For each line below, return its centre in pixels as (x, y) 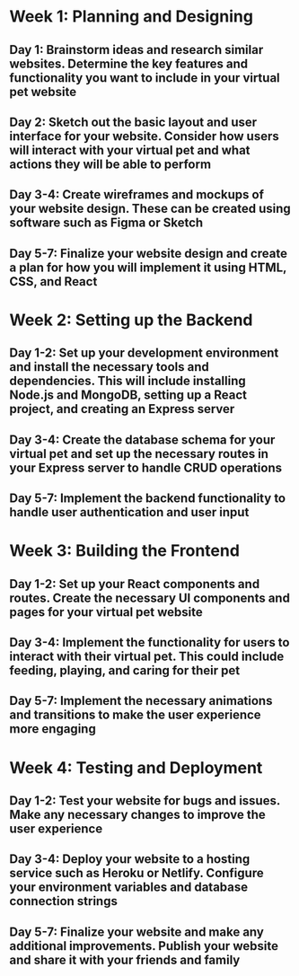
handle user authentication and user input (129, 512)
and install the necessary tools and (109, 367)
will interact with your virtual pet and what (130, 150)
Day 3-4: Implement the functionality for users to (149, 642)
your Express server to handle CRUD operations (146, 467)
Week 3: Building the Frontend (125, 551)
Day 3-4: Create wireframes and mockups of (137, 195)
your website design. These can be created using (150, 209)
